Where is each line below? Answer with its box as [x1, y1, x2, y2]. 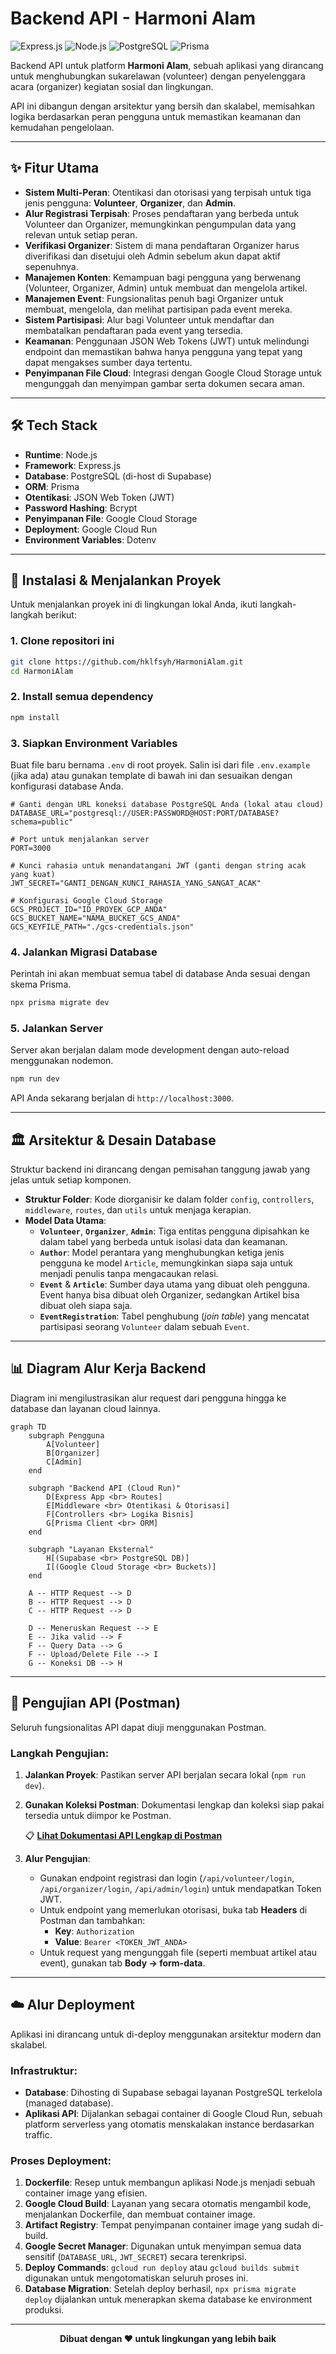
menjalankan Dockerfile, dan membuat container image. [24, 2208, 256, 2221]
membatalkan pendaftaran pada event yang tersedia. [24, 324, 243, 336]
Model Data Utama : [24, 1215, 107, 1227]
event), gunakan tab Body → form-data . [39, 1957, 206, 1969]
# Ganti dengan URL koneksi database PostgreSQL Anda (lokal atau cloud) [10, 799, 325, 809]
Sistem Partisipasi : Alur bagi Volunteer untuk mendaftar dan [24, 313, 275, 326]
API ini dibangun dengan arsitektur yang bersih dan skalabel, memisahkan [10, 100, 315, 112]
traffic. [24, 2129, 53, 2141]
